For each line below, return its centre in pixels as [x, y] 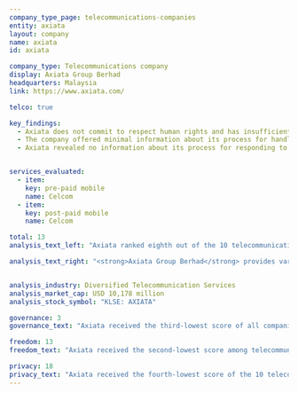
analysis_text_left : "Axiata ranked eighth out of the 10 [118, 246]
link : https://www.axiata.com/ [67, 91]
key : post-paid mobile [67, 213]
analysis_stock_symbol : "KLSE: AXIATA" [83, 302]
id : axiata [29, 51]
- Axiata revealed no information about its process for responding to [153, 148]
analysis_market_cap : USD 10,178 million [87, 294]
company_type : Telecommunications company [89, 67]
